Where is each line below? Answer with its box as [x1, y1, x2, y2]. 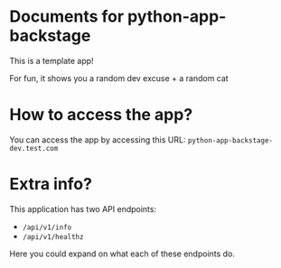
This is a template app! [9, 55, 94, 66]
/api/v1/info [22, 223, 72, 232]
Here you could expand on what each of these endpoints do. [9, 248, 235, 259]
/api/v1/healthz [22, 232, 84, 241]
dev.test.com [9, 143, 59, 152]
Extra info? [9, 174, 93, 195]
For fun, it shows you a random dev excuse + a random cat [9, 72, 229, 83]
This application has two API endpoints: [9, 203, 156, 214]
